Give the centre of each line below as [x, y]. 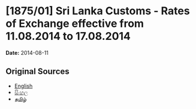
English [23, 86]
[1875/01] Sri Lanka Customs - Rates [98, 11]
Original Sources [37, 72]
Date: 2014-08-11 [27, 52]
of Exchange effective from [75, 24]
